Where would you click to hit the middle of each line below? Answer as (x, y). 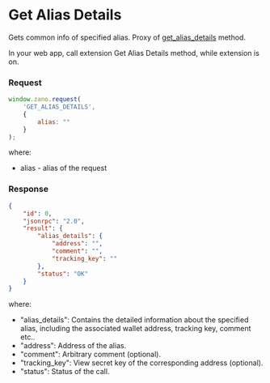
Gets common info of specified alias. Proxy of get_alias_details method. (127, 37)
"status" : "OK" (63, 274)
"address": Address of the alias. (73, 346)
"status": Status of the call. (65, 372)
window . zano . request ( (45, 100)
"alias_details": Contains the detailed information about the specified (134, 320)
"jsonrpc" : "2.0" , (54, 221)
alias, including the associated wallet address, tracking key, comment (135, 329)
